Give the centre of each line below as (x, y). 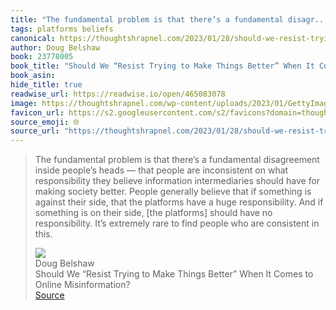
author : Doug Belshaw (55, 47)
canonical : (33, 38)
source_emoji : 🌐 (45, 122)
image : (24, 103)
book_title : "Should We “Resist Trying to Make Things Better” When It (162, 66)
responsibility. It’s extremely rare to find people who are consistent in (177, 223)
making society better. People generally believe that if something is (173, 192)
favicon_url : (37, 112)
